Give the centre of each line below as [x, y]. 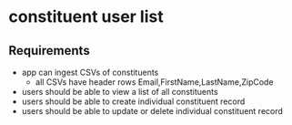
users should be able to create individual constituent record [133, 101]
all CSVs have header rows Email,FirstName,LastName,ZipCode [154, 82]
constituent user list [86, 17]
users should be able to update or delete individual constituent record [152, 111]
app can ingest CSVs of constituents [90, 72]
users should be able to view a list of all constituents [120, 92]
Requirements [49, 51]
